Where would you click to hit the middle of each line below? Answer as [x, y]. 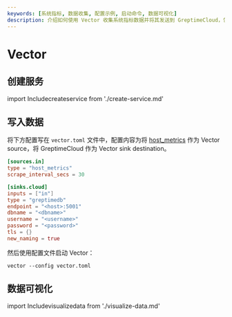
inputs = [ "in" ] [30, 193]
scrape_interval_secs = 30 [46, 175]
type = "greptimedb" [37, 200]
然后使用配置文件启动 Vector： [51, 253]
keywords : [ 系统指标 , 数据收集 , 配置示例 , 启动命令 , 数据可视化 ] [92, 13]
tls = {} [20, 233]
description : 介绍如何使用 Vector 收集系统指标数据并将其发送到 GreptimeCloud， [115, 20]
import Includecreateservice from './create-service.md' [85, 98]
